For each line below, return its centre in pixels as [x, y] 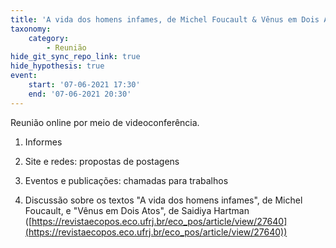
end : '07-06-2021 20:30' [80, 94]
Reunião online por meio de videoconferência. [105, 122]
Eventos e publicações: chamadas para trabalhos [126, 180]
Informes [43, 142]
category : [49, 38]
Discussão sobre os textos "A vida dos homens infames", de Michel [163, 200]
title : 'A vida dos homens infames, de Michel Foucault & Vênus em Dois [165, 19]
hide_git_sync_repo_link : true [75, 57]
